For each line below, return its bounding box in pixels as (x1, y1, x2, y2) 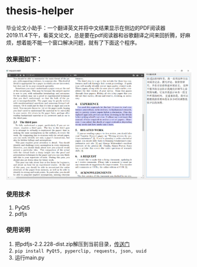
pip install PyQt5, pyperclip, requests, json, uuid (14, 248, 147, 254)
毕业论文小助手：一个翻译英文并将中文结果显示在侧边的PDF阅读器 (6, 24, 166, 31)
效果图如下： (6, 55, 43, 63)
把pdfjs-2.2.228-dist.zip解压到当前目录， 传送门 (14, 240, 130, 248)
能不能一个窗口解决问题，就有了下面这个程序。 (26, 39, 140, 46)
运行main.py (14, 254, 45, 261)
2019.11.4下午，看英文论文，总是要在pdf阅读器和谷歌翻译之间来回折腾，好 (6, 31, 186, 39)
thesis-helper (6, 4, 74, 18)
